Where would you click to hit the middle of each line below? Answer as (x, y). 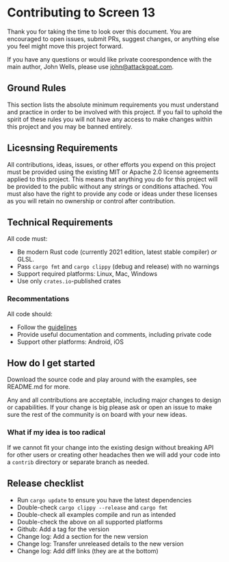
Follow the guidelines (47, 327)
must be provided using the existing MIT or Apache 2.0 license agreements (113, 172)
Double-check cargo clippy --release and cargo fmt (92, 507)
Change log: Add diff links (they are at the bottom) (87, 551)
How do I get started (51, 363)
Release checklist (45, 484)
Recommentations (38, 299)
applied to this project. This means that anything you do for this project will (112, 179)
